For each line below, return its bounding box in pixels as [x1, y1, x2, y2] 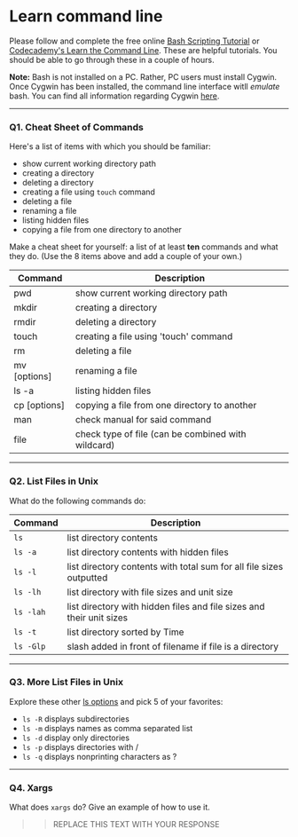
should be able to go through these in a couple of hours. [9, 54, 215, 65]
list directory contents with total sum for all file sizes [67, 560, 284, 572]
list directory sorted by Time [67, 626, 184, 638]
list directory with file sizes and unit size [67, 586, 233, 598]
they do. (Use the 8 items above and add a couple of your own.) [9, 251, 243, 262]
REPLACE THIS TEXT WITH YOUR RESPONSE [52, 819, 220, 830]
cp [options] [13, 399, 65, 412]
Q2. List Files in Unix [9, 475, 99, 487]
